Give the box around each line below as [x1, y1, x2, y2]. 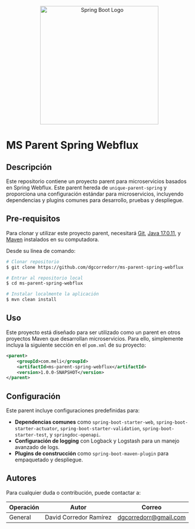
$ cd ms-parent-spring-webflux [6, 280, 83, 287]
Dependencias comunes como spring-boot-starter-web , [14, 418, 155, 426]
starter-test [14, 432, 47, 438]
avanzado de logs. [14, 444, 60, 451]
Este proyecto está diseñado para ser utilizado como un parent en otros [6, 329, 181, 336]
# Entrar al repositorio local [6, 275, 83, 281]
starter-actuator [14, 426, 58, 432]
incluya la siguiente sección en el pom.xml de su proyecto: [6, 341, 147, 348]
